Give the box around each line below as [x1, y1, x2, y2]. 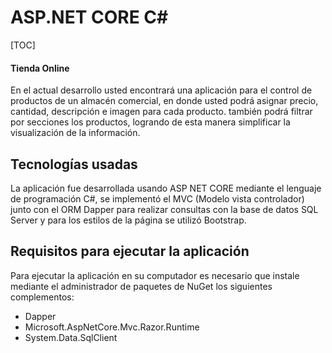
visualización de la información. [10, 127, 141, 139]
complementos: [10, 291, 75, 303]
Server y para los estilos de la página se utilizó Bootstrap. [10, 214, 247, 226]
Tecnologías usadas [10, 156, 138, 173]
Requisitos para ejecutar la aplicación [10, 243, 250, 260]
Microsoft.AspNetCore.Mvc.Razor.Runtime [24, 321, 200, 333]
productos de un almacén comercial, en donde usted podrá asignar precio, [10, 95, 319, 107]
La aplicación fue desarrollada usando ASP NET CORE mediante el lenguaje [10, 182, 322, 194]
